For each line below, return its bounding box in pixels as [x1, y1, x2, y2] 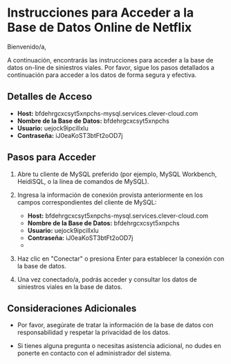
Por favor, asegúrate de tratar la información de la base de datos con [17, 321, 214, 329]
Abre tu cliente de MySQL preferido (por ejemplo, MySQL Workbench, [17, 170, 217, 178]
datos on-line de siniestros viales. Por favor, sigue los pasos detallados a [7, 63, 214, 71]
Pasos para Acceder [7, 151, 96, 164]
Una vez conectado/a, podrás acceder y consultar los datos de [17, 275, 197, 284]
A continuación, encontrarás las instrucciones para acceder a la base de [7, 55, 214, 64]
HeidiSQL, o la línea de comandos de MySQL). [17, 177, 149, 185]
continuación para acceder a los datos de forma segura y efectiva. [7, 71, 197, 79]
